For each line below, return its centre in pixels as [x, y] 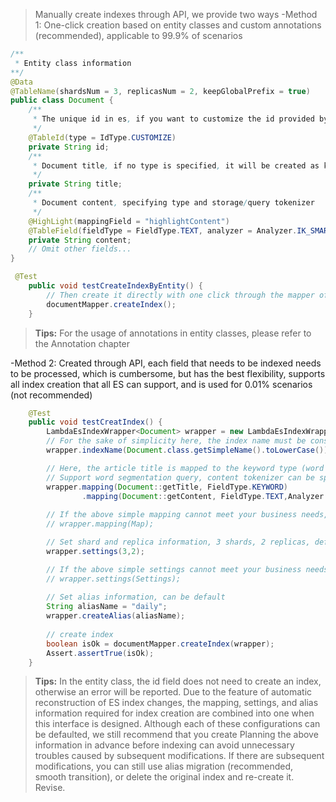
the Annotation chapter [82, 343]
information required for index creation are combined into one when [174, 713]
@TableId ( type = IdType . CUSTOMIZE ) [102, 137]
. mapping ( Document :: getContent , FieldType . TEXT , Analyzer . [205, 496]
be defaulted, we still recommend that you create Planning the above [176, 735]
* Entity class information [73, 63]
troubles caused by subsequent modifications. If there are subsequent [179, 756]
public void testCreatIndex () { [95, 422]
